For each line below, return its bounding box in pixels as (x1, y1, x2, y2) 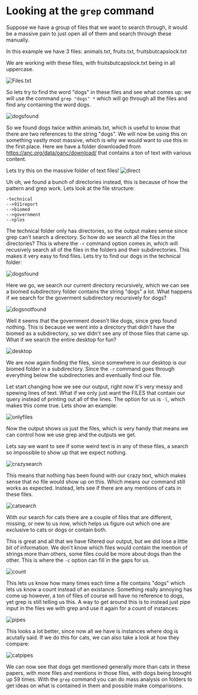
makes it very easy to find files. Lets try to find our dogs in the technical (6, 252, 181, 259)
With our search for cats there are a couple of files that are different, (6, 513, 173, 520)
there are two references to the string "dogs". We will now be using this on (6, 130, 187, 137)
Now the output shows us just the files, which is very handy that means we (6, 424, 189, 432)
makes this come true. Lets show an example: (6, 401, 118, 409)
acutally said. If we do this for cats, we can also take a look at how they (6, 633, 180, 641)
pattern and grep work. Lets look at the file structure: (6, 185, 135, 192)
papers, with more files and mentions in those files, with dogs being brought (6, 669, 192, 676)
